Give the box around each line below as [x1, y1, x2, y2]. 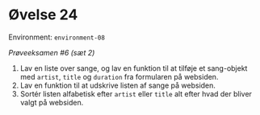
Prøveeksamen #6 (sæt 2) [8, 47, 95, 57]
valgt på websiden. [19, 97, 84, 107]
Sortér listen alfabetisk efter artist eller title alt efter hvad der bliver [19, 88, 253, 98]
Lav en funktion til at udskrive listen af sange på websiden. [19, 80, 216, 90]
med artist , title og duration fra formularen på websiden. [19, 72, 219, 81]
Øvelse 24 [8, 6, 78, 24]
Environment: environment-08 [8, 32, 105, 42]
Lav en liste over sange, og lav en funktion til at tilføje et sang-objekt [19, 63, 248, 73]
